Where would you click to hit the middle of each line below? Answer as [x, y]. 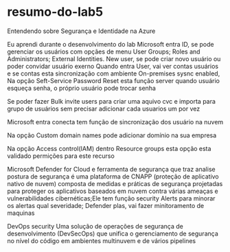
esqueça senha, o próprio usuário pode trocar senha [82, 88]
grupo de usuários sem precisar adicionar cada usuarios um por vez [104, 108]
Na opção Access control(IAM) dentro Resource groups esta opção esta [109, 148]
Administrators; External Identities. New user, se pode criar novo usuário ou [114, 58]
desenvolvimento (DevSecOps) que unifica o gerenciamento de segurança [113, 233]
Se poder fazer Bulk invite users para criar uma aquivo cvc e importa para [112, 101]
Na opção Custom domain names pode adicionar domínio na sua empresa [112, 135]
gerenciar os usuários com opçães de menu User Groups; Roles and [104, 51]
